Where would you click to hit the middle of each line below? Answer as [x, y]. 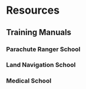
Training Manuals [39, 32]
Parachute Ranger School [43, 49]
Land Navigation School [41, 65]
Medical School [29, 81]
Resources [33, 10]
